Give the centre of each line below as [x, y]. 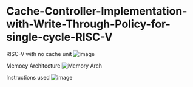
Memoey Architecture [33, 66]
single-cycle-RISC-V [59, 37]
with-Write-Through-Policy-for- [89, 24]
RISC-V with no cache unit [39, 54]
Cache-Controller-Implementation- [97, 11]
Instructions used [28, 77]
